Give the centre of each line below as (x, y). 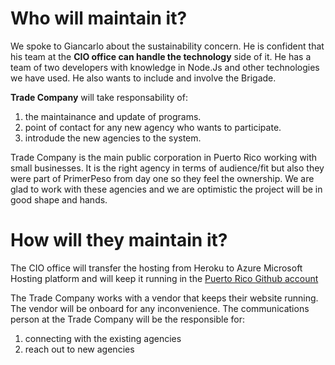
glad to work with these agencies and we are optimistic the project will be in (166, 189)
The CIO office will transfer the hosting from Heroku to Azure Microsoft (156, 268)
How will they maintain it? (119, 240)
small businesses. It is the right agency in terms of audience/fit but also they (167, 168)
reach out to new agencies (79, 349)
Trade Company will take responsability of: (99, 97)
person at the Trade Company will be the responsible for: (128, 319)
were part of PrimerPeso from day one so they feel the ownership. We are (162, 178)
